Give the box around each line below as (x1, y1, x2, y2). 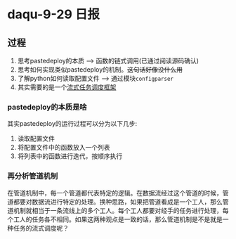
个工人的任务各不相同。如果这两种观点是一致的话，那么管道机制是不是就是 (7, 215, 223, 224)
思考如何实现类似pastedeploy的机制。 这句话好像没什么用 (17, 65, 183, 74)
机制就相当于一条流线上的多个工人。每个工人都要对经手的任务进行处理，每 (13, 206, 229, 214)
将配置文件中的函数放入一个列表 (17, 143, 110, 152)
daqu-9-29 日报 (7, 6, 100, 22)
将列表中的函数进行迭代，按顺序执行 (17, 152, 123, 160)
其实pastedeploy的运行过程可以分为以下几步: (7, 119, 138, 128)
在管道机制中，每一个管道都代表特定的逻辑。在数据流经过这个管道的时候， (7, 188, 223, 197)
